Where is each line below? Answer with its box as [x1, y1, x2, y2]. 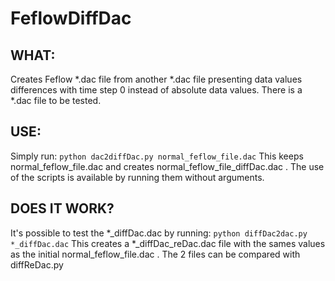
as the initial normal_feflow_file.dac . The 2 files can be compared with [10, 248, 301, 260]
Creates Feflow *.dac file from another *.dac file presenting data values [10, 73, 303, 85]
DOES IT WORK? [10, 200, 115, 217]
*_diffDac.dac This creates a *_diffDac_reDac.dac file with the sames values [10, 237, 326, 249]
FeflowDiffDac [10, 7, 132, 30]
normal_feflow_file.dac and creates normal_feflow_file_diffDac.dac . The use [10, 160, 325, 172]
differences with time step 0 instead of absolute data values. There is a [10, 84, 303, 96]
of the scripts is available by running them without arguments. [10, 171, 265, 183]
